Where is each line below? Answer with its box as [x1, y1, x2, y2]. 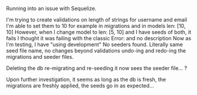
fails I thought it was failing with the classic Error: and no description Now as [6, 35, 192, 41]
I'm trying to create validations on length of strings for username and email [6, 16, 187, 23]
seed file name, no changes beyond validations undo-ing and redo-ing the [6, 47, 186, 54]
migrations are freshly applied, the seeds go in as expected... [6, 82, 154, 89]
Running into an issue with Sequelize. [6, 5, 97, 12]
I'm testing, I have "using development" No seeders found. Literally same [6, 41, 183, 48]
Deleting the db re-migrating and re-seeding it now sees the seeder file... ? [6, 65, 187, 72]
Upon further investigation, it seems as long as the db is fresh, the [6, 76, 166, 83]
